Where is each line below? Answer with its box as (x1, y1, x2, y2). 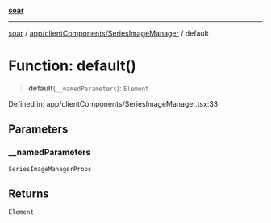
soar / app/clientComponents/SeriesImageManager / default (8, 28, 209, 38)
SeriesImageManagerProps (8, 165, 92, 173)
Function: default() (8, 57, 137, 75)
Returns (8, 187, 50, 201)
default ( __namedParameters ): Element (27, 83, 149, 93)
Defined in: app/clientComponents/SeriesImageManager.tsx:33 (8, 99, 219, 108)
